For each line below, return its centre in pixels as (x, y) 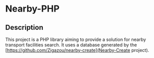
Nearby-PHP (32, 9)
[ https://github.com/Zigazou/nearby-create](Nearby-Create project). (77, 50)
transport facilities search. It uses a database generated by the (71, 45)
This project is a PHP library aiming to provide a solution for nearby (76, 39)
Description (24, 27)
